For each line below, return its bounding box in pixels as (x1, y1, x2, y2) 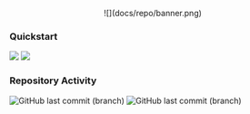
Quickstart (9, 30, 58, 43)
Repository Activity (9, 74, 97, 87)
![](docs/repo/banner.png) (103, 8, 203, 18)
